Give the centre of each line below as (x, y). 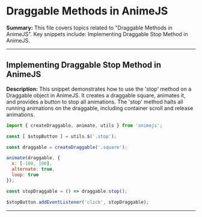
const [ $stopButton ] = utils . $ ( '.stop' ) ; (62, 136)
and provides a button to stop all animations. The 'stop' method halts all (95, 102)
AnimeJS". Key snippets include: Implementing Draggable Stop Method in (97, 34)
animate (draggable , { (33, 158)
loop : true (25, 175)
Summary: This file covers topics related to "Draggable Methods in (90, 28)
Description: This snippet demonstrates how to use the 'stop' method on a (99, 89)
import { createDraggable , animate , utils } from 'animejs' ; (84, 125)
